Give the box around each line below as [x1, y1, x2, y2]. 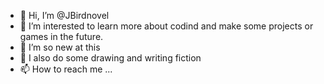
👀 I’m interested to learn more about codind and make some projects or [19, 20, 314, 32]
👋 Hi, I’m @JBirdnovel [19, 10, 110, 21]
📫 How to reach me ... [19, 63, 113, 75]
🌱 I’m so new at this [19, 41, 101, 53]
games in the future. [19, 31, 104, 42]
